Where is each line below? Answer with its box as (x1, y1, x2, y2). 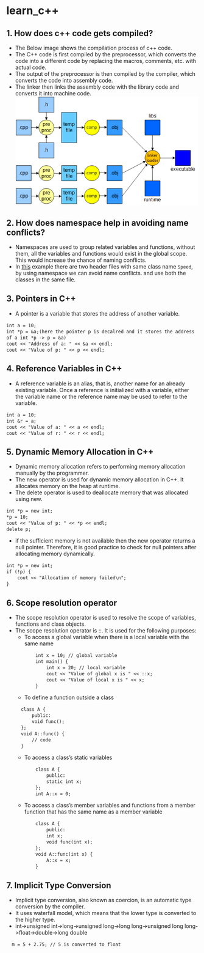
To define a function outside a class (24, 694, 114, 701)
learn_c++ (6, 4, 59, 18)
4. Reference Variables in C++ (6, 363, 122, 374)
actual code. (15, 64, 47, 71)
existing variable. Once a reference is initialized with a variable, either (15, 386, 190, 393)
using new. (15, 495, 43, 503)
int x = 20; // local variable (46, 665, 126, 671)
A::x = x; (46, 858, 71, 864)
